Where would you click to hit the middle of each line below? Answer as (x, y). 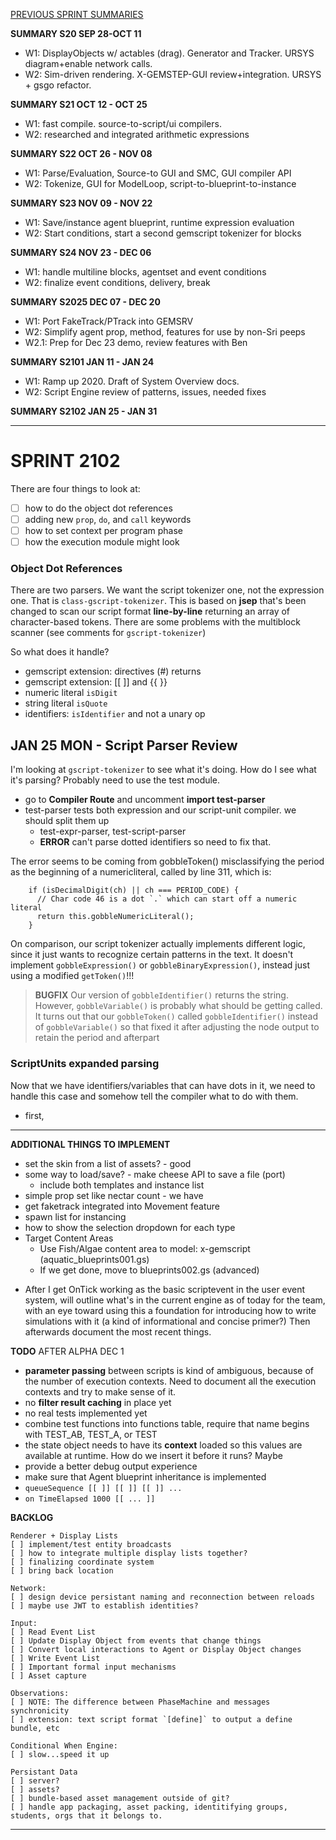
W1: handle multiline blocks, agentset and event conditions (145, 272)
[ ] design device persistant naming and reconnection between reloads (162, 1597)
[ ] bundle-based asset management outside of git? (120, 1798)
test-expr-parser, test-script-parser (113, 831)
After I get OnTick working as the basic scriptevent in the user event (165, 1289)
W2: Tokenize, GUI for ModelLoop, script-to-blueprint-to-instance (160, 183)
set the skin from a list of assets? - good (108, 1163)
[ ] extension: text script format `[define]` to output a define (151, 1719)
